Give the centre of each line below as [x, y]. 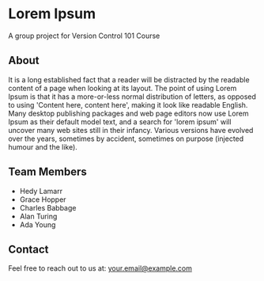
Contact [28, 249]
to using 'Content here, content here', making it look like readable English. [128, 104]
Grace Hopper [43, 199]
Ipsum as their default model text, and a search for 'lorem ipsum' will [120, 122]
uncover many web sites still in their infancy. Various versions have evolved [131, 130]
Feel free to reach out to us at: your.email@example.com [100, 268]
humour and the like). [43, 146]
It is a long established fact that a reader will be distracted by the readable [129, 79]
